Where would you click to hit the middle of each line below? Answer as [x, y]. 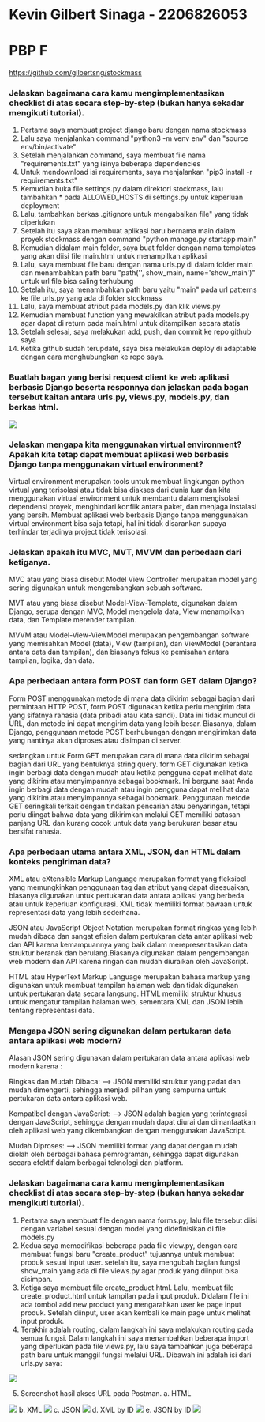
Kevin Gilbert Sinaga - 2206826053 [128, 15]
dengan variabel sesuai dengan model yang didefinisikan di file [123, 1228]
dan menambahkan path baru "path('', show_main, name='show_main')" [138, 273]
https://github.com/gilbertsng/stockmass [76, 73]
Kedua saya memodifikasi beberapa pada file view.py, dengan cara [129, 1245]
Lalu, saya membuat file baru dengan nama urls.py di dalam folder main [136, 265]
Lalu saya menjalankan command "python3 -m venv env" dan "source [134, 138]
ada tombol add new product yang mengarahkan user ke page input [131, 1304]
